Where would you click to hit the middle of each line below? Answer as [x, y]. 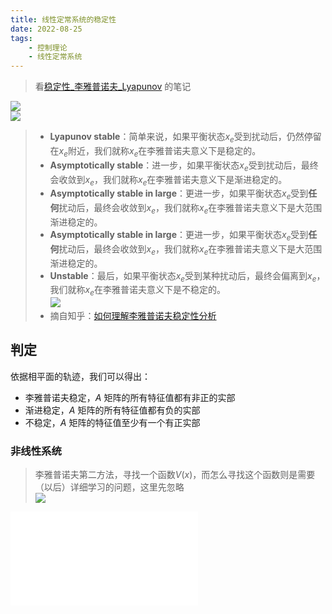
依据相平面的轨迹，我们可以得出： [80, 376]
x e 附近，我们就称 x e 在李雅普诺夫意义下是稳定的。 [160, 151]
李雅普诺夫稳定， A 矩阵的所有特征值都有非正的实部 [130, 397]
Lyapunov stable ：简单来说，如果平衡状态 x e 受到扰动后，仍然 [177, 138]
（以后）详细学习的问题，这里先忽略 [109, 487]
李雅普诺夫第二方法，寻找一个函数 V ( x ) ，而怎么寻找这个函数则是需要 [175, 475]
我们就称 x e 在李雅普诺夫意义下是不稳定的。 [137, 291]
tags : [21, 38]
